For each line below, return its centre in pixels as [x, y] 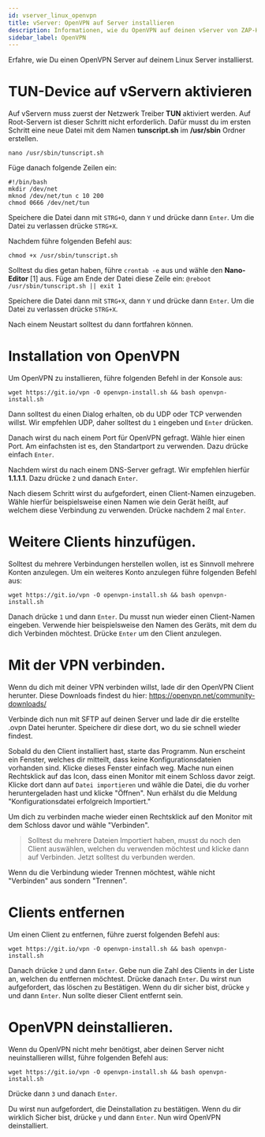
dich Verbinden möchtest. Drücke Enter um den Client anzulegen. [115, 634]
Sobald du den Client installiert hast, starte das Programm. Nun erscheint [127, 751]
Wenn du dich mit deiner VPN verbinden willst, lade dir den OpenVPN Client [131, 687]
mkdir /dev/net [33, 189]
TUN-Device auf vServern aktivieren [130, 92]
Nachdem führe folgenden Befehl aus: [70, 241]
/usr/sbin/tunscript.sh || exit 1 [65, 286]
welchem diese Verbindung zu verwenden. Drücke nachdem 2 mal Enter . [127, 510]
